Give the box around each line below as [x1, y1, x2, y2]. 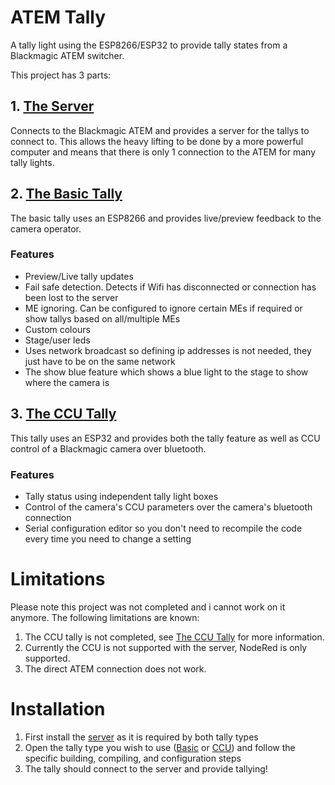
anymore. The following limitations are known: [10, 611, 200, 623]
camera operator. [10, 222, 82, 235]
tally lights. [10, 156, 55, 168]
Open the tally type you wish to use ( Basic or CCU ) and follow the [24, 741, 296, 753]
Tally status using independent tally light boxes [24, 490, 219, 502]
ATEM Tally [10, 6, 107, 29]
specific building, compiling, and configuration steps [24, 752, 242, 764]
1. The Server [10, 98, 95, 115]
